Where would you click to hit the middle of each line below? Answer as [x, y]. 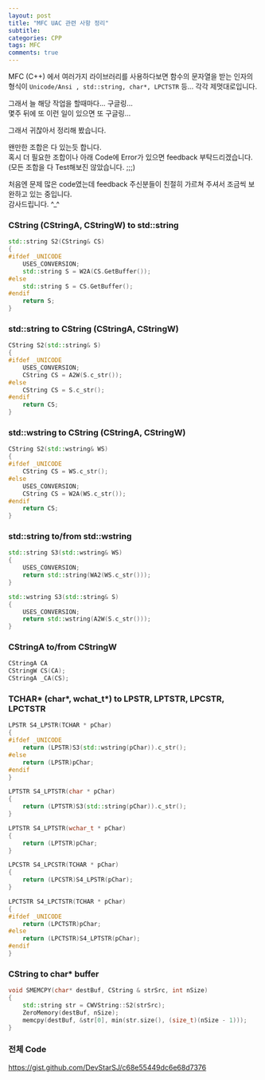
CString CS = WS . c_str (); [66, 471]
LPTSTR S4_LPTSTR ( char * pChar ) [62, 792]
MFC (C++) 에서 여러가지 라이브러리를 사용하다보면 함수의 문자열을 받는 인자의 [131, 76]
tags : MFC [25, 45]
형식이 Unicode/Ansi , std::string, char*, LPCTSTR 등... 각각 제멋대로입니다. [132, 86]
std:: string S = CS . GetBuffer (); [78, 286]
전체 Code [27, 1050]
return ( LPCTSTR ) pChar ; [62, 924]
